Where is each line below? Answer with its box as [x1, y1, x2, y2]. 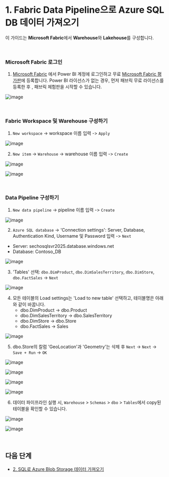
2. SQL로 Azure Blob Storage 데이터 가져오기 [12, 466, 104, 472]
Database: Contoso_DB [12, 248, 61, 255]
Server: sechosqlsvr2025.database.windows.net [12, 243, 114, 249]
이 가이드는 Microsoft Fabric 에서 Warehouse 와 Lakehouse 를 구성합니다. [5, 35, 154, 41]
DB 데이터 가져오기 [5, 17, 80, 29]
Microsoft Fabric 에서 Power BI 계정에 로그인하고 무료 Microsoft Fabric [12, 71, 156, 77]
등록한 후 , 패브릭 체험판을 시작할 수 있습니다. [12, 84, 103, 90]
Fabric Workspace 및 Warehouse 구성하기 [5, 118, 108, 125]
